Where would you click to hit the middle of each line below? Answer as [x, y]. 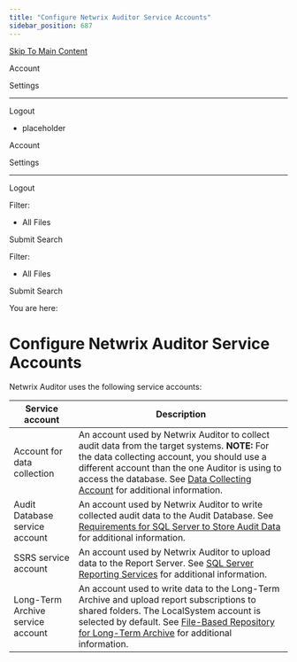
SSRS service [42, 557]
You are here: [34, 308]
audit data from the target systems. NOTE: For [174, 446]
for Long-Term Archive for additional [155, 633]
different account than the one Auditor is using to [180, 468]
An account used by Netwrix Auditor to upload [175, 552]
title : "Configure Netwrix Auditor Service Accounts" [110, 17]
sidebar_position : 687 [51, 26]
